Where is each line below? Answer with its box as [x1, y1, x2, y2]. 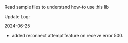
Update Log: [4, 14, 30, 19]
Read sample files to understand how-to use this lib [4, 4, 109, 10]
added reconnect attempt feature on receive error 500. [11, 33, 124, 38]
